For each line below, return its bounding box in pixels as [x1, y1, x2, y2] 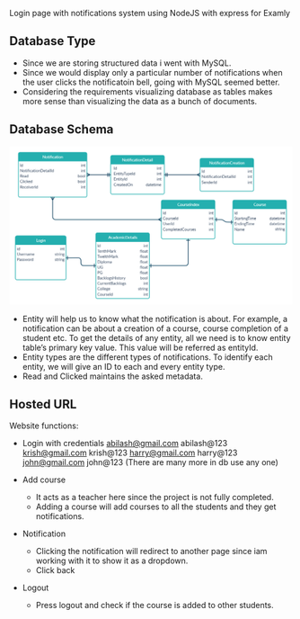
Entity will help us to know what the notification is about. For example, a [22, 313, 288, 324]
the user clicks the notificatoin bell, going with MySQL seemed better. [22, 76, 280, 87]
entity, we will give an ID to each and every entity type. [22, 361, 225, 372]
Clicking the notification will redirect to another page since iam [35, 546, 268, 557]
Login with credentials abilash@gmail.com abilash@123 [22, 438, 228, 449]
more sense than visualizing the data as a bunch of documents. [22, 95, 258, 106]
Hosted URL [9, 397, 77, 412]
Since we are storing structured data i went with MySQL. [22, 58, 232, 68]
